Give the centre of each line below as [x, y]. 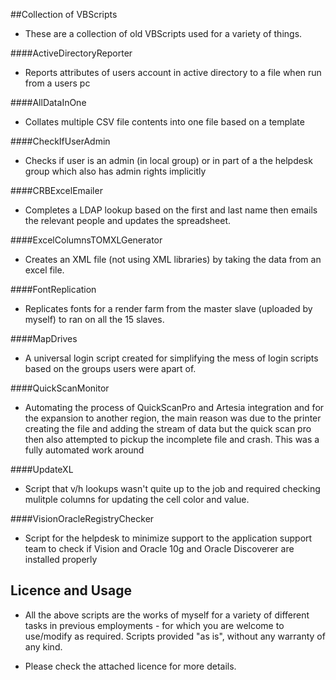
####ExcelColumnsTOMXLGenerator [86, 240]
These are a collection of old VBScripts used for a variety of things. [163, 33]
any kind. [43, 646]
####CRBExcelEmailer [56, 190]
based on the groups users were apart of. [110, 368]
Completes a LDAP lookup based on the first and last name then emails [171, 210]
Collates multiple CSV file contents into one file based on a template [164, 122]
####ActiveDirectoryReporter [71, 53]
